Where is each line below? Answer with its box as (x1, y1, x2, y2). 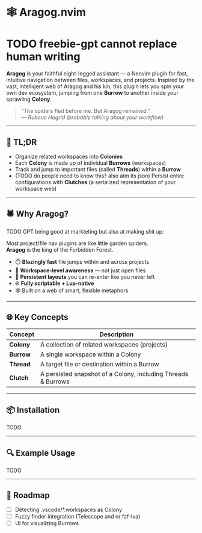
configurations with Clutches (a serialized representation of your (14, 178, 176, 185)
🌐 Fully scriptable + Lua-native (14, 279, 94, 287)
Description (99, 330, 134, 339)
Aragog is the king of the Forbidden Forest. (6, 246, 114, 253)
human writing (6, 50, 81, 64)
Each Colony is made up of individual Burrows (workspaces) (14, 159, 167, 167)
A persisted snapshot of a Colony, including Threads (40, 369, 188, 378)
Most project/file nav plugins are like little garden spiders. (6, 240, 148, 247)
